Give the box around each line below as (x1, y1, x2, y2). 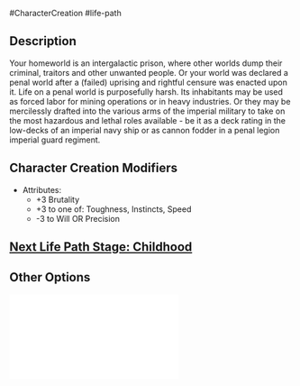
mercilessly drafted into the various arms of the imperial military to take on (9, 106, 286, 116)
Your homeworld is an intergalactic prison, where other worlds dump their (9, 58, 283, 69)
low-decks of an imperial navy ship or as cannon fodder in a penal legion (9, 124, 280, 135)
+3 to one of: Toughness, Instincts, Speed (35, 203, 192, 215)
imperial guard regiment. (9, 134, 101, 145)
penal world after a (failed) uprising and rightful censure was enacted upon (9, 77, 288, 87)
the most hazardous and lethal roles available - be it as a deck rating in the (9, 115, 286, 125)
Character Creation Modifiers (9, 161, 178, 176)
